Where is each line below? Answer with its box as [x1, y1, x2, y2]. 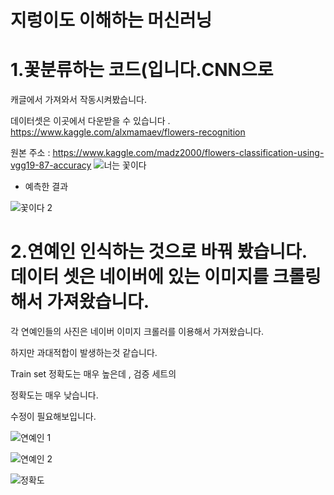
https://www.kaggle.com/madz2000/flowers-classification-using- [52, 147, 325, 159]
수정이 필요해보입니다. [10, 411, 97, 423]
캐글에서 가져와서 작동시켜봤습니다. [10, 94, 147, 106]
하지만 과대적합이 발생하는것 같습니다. [10, 347, 158, 359]
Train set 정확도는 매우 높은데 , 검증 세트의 [10, 368, 177, 380]
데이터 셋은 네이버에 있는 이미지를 [10, 266, 269, 288]
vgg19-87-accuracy [10, 159, 92, 171]
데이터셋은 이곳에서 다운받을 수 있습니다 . [10, 115, 171, 127]
